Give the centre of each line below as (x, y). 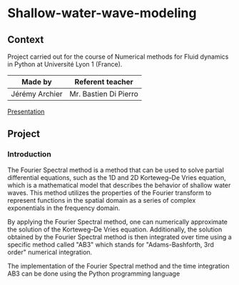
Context (26, 40)
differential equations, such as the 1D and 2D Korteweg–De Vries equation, (117, 177)
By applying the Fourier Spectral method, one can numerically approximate (118, 221)
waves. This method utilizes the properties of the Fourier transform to (110, 192)
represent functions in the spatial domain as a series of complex (102, 200)
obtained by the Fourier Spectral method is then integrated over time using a (119, 236)
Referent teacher (104, 82)
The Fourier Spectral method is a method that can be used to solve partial (116, 170)
